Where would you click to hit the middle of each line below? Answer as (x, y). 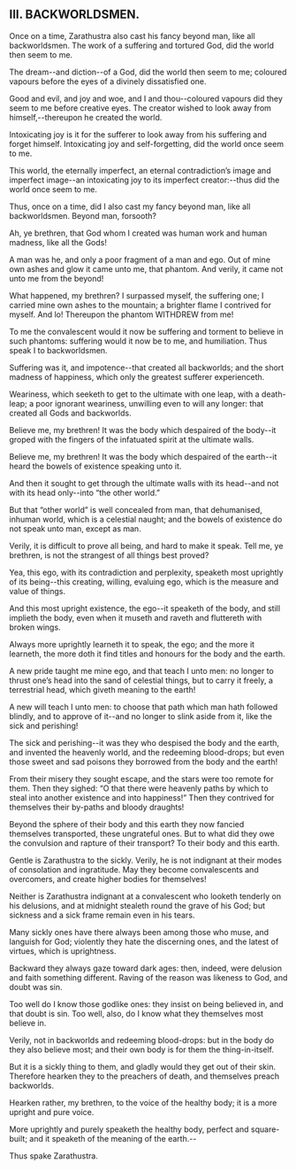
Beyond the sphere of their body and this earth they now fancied (127, 824)
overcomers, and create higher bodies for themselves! (108, 879)
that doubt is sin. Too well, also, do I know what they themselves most (136, 1013)
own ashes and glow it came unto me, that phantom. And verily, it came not (146, 268)
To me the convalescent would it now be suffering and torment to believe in (147, 331)
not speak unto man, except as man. (75, 528)
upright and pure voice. (52, 1112)
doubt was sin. (36, 987)
